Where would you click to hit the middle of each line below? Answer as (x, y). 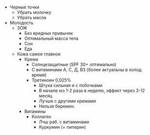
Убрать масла (32, 17)
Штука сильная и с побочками (71, 85)
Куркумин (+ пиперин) (63, 127)
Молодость (21, 23)
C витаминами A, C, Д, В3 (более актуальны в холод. (87, 70)
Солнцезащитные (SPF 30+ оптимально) (74, 64)
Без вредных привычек (49, 33)
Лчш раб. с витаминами (64, 122)
